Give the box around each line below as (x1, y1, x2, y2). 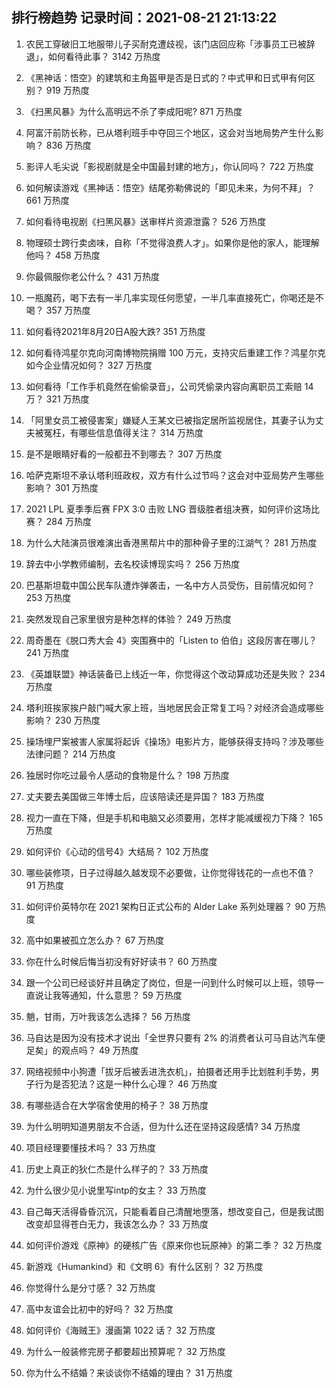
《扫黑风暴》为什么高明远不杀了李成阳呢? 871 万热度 (25, 105, 243, 117)
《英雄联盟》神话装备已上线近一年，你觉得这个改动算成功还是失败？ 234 (25, 668, 326, 680)
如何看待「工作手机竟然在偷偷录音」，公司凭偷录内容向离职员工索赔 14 (25, 380, 314, 392)
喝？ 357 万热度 (25, 304, 91, 316)
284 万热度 (45, 515, 92, 527)
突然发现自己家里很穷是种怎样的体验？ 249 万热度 (25, 613, 232, 625)
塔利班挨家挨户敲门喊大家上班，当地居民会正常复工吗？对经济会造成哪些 (25, 701, 324, 713)
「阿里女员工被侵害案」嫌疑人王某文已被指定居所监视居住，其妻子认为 (25, 414, 316, 426)
